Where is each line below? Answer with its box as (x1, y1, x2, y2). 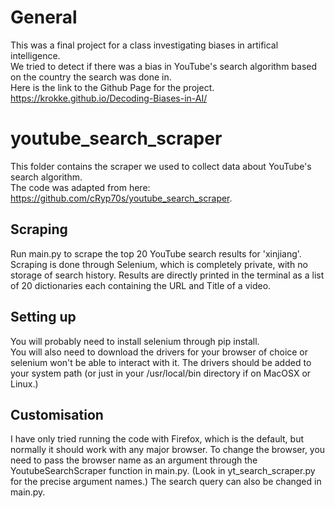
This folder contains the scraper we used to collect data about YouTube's (10, 160, 312, 172)
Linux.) (10, 377, 39, 390)
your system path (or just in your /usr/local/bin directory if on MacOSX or (10, 367, 312, 379)
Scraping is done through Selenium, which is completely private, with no (10, 258, 308, 270)
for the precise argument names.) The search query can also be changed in (10, 476, 322, 488)
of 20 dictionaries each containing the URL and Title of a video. (10, 279, 272, 291)
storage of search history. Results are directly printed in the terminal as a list (10, 269, 325, 281)
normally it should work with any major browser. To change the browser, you (10, 444, 326, 456)
